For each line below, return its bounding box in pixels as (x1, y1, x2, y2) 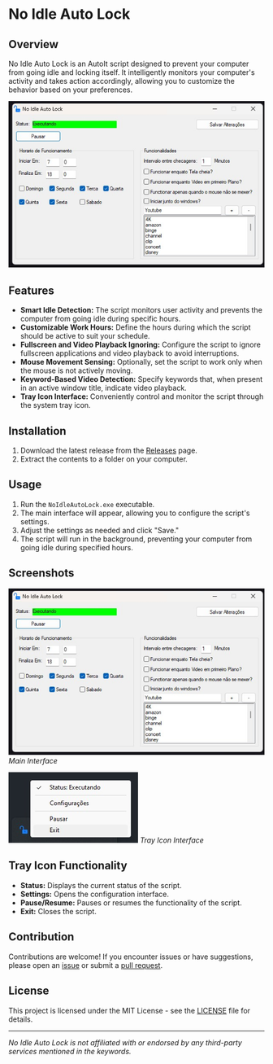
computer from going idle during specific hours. (19, 314, 181, 324)
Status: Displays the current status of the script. (19, 880, 182, 890)
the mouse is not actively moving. (19, 366, 133, 375)
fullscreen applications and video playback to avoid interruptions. (19, 348, 240, 358)
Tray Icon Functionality (8, 859, 128, 873)
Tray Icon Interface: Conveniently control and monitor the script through (19, 392, 264, 401)
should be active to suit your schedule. (19, 331, 150, 341)
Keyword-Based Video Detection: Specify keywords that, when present (19, 374, 263, 384)
